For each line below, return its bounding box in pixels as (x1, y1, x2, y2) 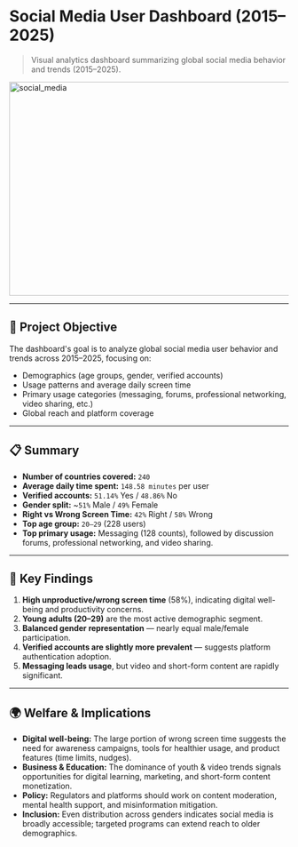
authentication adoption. (21, 651, 112, 662)
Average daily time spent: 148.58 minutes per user (21, 480, 210, 491)
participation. (21, 633, 71, 643)
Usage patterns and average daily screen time (21, 380, 192, 390)
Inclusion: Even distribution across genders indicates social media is (21, 809, 274, 819)
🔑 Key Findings (9, 571, 93, 586)
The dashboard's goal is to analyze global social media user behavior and (9, 343, 278, 354)
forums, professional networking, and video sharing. (21, 537, 214, 547)
